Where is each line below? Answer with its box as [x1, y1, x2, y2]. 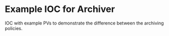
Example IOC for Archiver [5, 3, 115, 15]
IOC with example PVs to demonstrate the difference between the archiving [5, 20, 164, 26]
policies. [5, 25, 23, 31]
